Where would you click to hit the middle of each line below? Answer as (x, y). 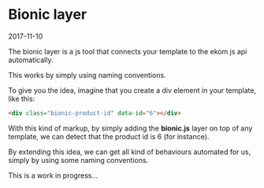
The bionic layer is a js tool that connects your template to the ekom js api (128, 51)
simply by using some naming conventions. (78, 160)
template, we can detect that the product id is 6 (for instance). (109, 136)
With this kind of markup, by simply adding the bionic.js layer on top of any (130, 128)
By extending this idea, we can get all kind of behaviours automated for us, (130, 152)
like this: (22, 98)
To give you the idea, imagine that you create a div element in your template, (132, 90)
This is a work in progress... (53, 175)
